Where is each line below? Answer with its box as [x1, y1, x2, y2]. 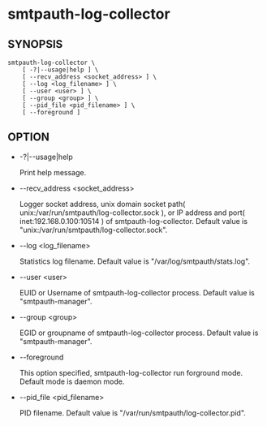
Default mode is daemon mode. [19, 377, 125, 386]
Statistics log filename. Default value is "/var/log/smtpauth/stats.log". [19, 256, 251, 266]
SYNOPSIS [7, 37, 63, 51]
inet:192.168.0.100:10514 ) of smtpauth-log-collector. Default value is [19, 216, 248, 226]
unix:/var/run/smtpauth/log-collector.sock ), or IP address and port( [19, 208, 245, 217]
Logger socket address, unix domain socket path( [19, 199, 186, 209]
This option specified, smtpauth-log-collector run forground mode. [19, 368, 243, 377]
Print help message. [19, 167, 87, 177]
